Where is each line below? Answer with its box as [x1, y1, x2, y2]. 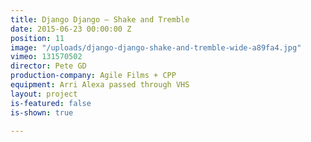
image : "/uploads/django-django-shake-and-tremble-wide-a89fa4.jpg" [10, 42, 302, 53]
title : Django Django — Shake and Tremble [10, 14, 190, 25]
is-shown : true [10, 107, 74, 118]
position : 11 [10, 33, 65, 43]
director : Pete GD [10, 61, 87, 71]
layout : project [10, 89, 78, 99]
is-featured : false [10, 98, 92, 108]
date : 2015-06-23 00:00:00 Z [10, 24, 132, 34]
